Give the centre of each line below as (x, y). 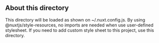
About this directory (37, 8)
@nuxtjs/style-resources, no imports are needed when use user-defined (79, 25)
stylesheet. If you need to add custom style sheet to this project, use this (79, 30)
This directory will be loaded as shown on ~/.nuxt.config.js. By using (75, 20)
